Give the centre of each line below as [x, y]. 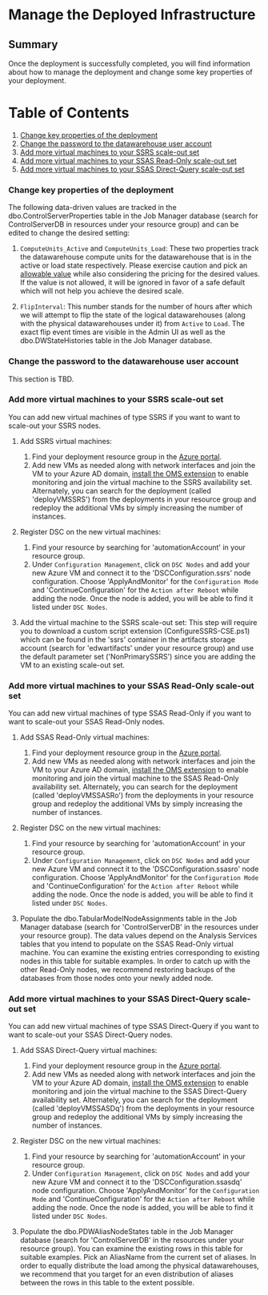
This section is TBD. [41, 379]
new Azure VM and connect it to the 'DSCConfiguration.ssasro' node [145, 869]
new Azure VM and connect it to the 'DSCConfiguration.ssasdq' [137, 1182]
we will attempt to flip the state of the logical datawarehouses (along [133, 315]
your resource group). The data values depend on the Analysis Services [138, 936]
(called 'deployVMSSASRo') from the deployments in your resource [143, 796]
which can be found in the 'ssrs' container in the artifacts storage [128, 639]
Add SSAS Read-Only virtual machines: [84, 737]
